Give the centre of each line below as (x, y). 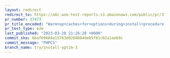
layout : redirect (23, 10)
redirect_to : (19, 15)
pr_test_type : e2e (24, 29)
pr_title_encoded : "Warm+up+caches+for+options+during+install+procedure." (87, 24)
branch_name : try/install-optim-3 (41, 47)
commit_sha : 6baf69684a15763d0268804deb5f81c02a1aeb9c (64, 38)
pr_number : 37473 (23, 19)
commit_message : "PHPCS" (31, 43)
